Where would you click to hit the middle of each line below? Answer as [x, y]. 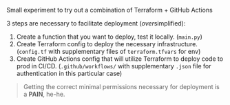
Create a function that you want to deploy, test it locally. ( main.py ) [109, 37]
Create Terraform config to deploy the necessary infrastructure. [107, 44]
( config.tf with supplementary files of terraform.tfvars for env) [108, 51]
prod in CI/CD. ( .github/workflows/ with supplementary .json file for [114, 66]
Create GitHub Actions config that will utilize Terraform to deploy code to [120, 59]
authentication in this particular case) [69, 73]
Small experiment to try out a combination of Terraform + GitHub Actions [109, 10]
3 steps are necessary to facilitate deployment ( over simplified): [96, 23]
